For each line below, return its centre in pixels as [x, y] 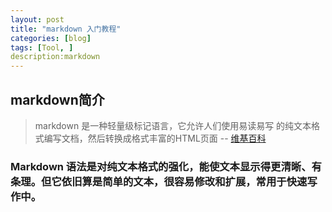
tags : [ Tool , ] [42, 47]
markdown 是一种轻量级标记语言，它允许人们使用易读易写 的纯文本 [173, 125]
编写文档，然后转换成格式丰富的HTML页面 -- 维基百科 [155, 138]
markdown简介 [57, 99]
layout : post [37, 19]
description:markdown [55, 57]
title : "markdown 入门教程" [66, 29]
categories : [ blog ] [51, 38]
